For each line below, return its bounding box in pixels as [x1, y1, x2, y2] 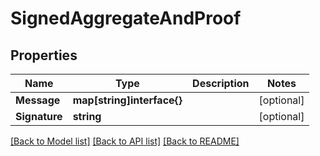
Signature [15, 110, 63, 123]
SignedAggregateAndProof [10, 7, 242, 30]
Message [15, 93, 61, 107]
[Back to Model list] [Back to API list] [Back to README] [10, 135, 240, 147]
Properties [10, 47, 78, 64]
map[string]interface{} [72, 93, 183, 107]
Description [192, 77, 250, 90]
